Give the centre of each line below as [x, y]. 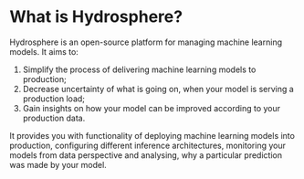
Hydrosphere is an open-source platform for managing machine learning [146, 42]
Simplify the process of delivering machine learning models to [139, 69]
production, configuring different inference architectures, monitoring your [147, 145]
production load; [53, 99]
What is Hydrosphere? [96, 17]
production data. [54, 118]
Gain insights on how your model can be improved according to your [152, 108]
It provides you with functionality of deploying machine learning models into [152, 135]
